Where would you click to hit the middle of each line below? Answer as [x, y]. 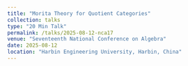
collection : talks [34, 20]
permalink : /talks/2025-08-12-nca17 [60, 33]
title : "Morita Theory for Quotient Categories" [79, 13]
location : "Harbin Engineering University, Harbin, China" [95, 52]
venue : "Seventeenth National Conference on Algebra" [87, 39]
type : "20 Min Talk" [37, 26]
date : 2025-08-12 [32, 45]
